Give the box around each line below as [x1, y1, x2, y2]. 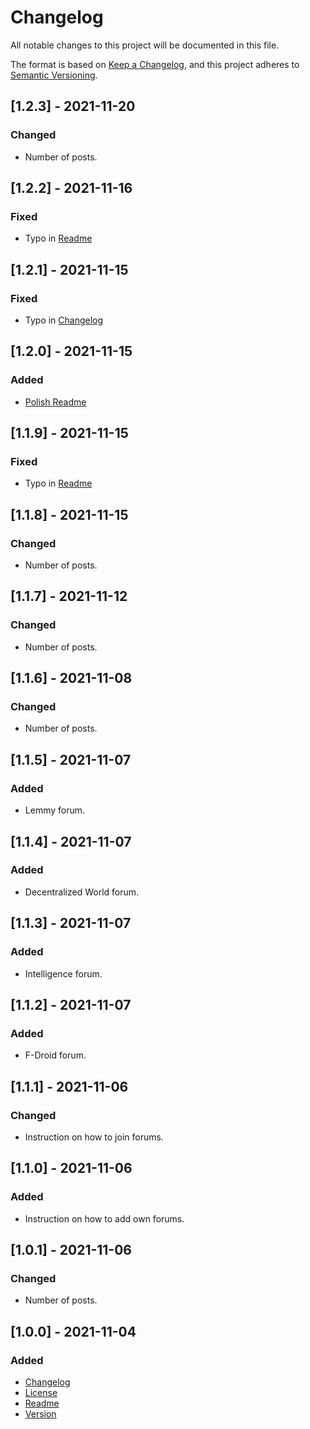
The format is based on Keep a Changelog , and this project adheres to [10, 58, 300, 70]
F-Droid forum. [24, 1049, 87, 1061]
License [24, 1386, 58, 1398]
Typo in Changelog [24, 314, 104, 326]
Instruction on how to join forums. [24, 1131, 164, 1143]
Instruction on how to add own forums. [24, 1212, 185, 1225]
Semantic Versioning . [10, 69, 98, 81]
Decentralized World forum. [24, 886, 140, 898]
